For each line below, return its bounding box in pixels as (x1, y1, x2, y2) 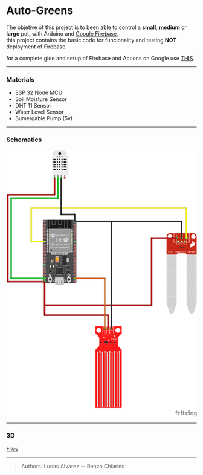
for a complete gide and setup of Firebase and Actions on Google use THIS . (6, 54, 195, 62)
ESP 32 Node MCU (14, 89, 63, 97)
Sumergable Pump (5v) (14, 115, 73, 122)
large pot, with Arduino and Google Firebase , (6, 30, 119, 37)
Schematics (6, 135, 42, 144)
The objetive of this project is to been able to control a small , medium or (6, 24, 187, 31)
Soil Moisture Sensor (14, 95, 68, 103)
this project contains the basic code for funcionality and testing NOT (6, 36, 177, 44)
